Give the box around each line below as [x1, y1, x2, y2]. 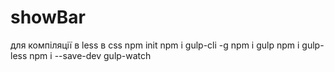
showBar [10, 6, 86, 29]
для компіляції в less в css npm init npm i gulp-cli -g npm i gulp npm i [10, 39, 300, 51]
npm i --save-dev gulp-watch [29, 49, 152, 61]
